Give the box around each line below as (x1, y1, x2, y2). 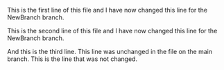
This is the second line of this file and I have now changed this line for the (7, 27, 218, 35)
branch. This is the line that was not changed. (7, 55, 137, 63)
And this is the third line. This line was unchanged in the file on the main (7, 48, 213, 55)
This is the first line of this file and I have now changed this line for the (7, 6, 208, 14)
